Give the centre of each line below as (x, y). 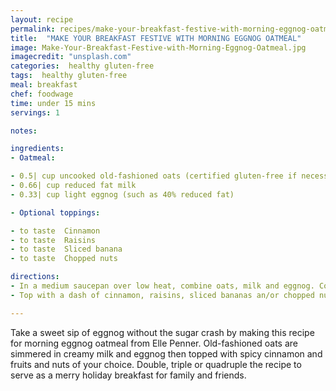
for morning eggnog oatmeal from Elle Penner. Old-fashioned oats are (154, 343)
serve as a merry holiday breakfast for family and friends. (128, 375)
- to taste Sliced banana (66, 249)
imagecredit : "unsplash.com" (71, 57)
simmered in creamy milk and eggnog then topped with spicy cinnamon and (166, 353)
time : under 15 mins (53, 103)
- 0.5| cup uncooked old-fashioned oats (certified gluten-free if (154, 176)
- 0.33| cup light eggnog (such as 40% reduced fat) (122, 194)
